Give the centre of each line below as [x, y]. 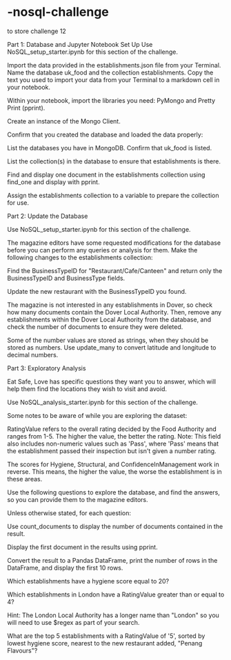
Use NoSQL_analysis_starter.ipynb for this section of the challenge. [103, 402]
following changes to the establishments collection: [80, 257]
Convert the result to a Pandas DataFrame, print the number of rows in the [112, 560]
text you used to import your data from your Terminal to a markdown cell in [113, 79]
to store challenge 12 [37, 31]
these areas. [25, 479]
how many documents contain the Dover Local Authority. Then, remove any [114, 312]
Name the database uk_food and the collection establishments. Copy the [110, 72]
